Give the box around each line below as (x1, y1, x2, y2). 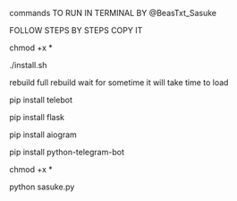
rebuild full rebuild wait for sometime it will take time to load (9, 77, 229, 88)
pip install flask (9, 112, 65, 122)
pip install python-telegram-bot (9, 147, 125, 157)
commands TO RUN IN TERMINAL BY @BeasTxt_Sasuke (9, 8, 217, 18)
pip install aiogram (9, 129, 78, 140)
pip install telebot (9, 94, 73, 105)
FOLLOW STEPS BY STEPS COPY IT (9, 25, 143, 35)
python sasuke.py (9, 181, 75, 192)
